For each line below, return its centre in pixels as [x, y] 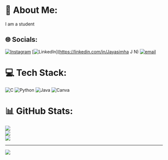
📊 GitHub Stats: [39, 111]
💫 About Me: [31, 10]
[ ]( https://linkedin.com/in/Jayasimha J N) [85, 51]
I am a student [20, 24]
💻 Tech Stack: [36, 73]
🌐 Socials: [21, 40]
